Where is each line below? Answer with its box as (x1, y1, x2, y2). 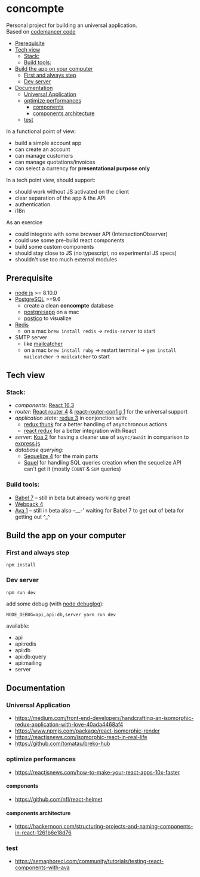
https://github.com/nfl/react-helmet (14, 795, 103, 803)
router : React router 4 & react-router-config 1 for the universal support (14, 408, 188, 415)
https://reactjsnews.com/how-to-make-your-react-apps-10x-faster (14, 768, 180, 776)
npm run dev (6, 589, 36, 595)
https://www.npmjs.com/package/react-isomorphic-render (14, 727, 160, 734)
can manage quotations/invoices (14, 158, 96, 165)
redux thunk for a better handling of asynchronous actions (23, 421, 167, 428)
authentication (14, 200, 51, 208)
